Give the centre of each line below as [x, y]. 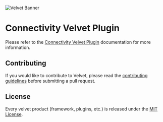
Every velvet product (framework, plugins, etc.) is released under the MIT [82, 109]
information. [18, 47]
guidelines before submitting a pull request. [50, 81]
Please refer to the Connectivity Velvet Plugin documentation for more [78, 42]
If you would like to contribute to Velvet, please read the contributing [76, 75]
